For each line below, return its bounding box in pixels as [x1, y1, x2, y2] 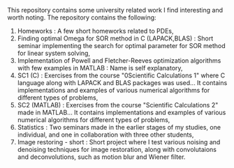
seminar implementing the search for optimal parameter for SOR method [17, 42, 226, 49]
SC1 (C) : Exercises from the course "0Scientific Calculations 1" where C [17, 71, 226, 79]
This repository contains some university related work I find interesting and [7, 6, 224, 14]
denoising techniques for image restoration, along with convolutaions [17, 146, 217, 153]
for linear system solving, [17, 49, 91, 57]
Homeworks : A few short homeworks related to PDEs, [17, 27, 174, 35]
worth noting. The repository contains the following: [7, 13, 156, 22]
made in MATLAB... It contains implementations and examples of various [17, 108, 226, 116]
